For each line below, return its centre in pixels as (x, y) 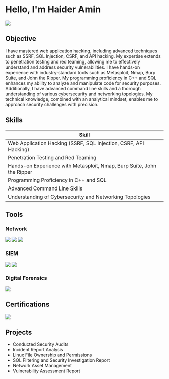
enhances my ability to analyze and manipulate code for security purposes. (83, 83)
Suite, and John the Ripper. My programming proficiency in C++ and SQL (81, 78)
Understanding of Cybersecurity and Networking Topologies (79, 197)
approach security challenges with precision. (52, 104)
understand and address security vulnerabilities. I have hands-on (73, 67)
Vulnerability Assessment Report (46, 371)
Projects (19, 332)
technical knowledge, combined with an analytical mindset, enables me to (82, 99)
